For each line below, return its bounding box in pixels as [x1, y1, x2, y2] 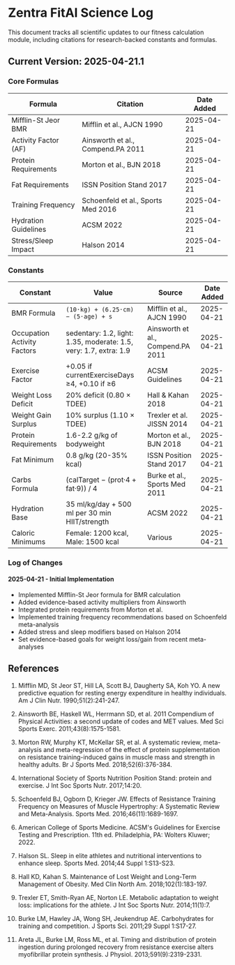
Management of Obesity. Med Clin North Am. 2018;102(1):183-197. [17, 880, 208, 888]
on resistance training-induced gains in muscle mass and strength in [17, 753, 215, 761]
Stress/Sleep [11, 235, 54, 245]
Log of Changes [8, 557, 63, 567]
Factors [11, 346, 37, 355]
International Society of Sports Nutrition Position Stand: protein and [17, 774, 212, 782]
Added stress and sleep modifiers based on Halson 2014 [17, 628, 181, 636]
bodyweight [66, 439, 105, 448]
